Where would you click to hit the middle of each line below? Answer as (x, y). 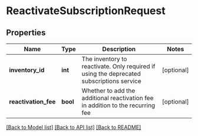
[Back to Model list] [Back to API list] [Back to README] (74, 127)
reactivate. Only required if (118, 66)
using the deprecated (111, 74)
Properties (26, 33)
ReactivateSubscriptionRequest (86, 11)
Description (119, 49)
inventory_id (27, 70)
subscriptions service (111, 81)
